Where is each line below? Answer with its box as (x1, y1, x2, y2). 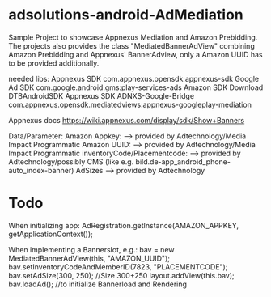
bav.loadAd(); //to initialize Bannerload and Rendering (8, 279, 188, 289)
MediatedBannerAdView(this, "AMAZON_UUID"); (8, 253, 170, 263)
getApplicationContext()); (8, 229, 93, 239)
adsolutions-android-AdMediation (8, 6, 244, 24)
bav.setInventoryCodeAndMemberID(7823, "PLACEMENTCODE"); (8, 261, 228, 272)
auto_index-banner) (8, 165, 74, 175)
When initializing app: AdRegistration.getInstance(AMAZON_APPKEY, (8, 220, 239, 230)
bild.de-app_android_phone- (135, 156, 231, 167)
